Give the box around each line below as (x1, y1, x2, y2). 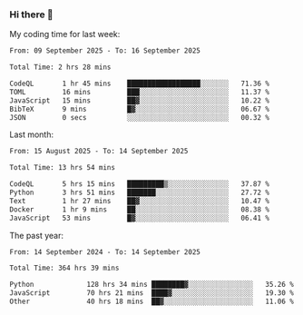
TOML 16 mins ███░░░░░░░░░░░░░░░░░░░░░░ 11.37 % (9, 87, 270, 96)
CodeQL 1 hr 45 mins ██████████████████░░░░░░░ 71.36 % (9, 79, 270, 89)
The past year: (9, 230, 64, 241)
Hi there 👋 (9, 8, 54, 21)
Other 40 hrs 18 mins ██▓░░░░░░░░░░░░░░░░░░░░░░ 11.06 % (9, 297, 295, 307)
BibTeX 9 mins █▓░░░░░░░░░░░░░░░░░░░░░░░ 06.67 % (9, 104, 270, 113)
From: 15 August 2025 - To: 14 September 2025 (9, 147, 189, 156)
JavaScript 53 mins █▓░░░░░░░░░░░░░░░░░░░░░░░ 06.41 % (9, 213, 270, 222)
